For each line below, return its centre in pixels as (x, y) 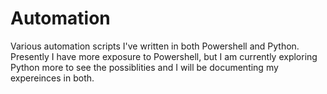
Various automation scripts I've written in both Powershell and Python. (155, 46)
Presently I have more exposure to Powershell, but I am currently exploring (164, 56)
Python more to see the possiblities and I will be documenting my (144, 67)
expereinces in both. (52, 78)
